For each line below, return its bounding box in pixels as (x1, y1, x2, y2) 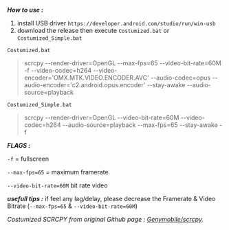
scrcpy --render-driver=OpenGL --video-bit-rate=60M (23, 113, 179, 122)
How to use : (7, 6, 43, 14)
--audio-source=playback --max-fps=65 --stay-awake (62, 121, 218, 129)
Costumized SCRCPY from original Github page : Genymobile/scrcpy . (7, 216, 204, 223)
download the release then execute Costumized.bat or (17, 27, 170, 34)
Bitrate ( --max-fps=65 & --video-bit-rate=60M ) (7, 202, 138, 210)
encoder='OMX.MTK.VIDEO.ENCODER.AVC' (23, 73, 149, 82)
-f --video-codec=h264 (23, 67, 91, 74)
